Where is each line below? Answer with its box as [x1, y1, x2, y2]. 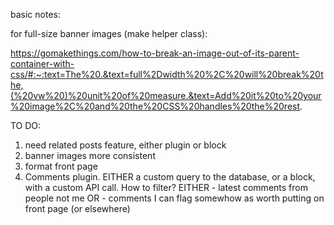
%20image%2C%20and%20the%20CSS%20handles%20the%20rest [10, 100, 301, 112]
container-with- [10, 58, 75, 69]
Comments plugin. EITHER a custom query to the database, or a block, [24, 171, 316, 183]
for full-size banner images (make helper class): [10, 28, 208, 39]
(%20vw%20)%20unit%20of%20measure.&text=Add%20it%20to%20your [10, 90, 322, 101]
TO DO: [10, 120, 42, 131]
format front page [24, 160, 98, 172]
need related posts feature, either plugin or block [24, 139, 227, 151]
